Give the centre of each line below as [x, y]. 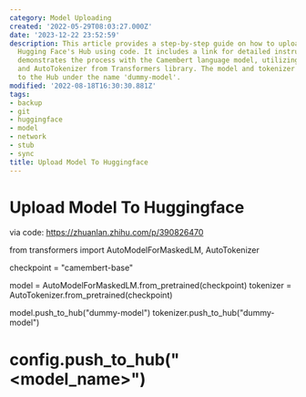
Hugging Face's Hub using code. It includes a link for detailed [144, 52]
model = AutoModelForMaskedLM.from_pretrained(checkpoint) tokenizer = [151, 286]
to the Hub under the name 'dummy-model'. [99, 78]
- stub [22, 145]
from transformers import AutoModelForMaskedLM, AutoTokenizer [134, 250]
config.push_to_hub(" [95, 359]
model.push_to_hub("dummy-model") [80, 313]
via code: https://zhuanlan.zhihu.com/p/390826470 [107, 233]
